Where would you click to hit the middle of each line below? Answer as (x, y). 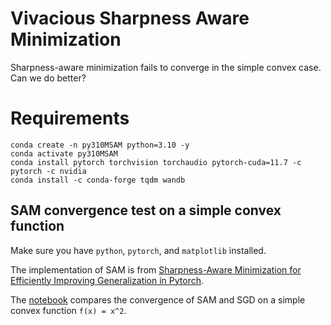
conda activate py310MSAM (64, 153)
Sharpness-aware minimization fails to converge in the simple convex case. (166, 67)
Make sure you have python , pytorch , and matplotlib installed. (138, 250)
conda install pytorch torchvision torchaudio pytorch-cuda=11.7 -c (156, 162)
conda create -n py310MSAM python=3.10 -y (100, 145)
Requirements (70, 118)
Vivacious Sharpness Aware (130, 18)
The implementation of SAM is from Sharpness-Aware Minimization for (156, 269)
